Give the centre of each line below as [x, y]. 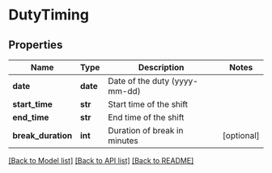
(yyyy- [185, 81]
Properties [36, 45]
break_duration [42, 135]
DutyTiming [49, 15]
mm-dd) [124, 91]
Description [161, 68]
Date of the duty [139, 81]
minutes [123, 141]
